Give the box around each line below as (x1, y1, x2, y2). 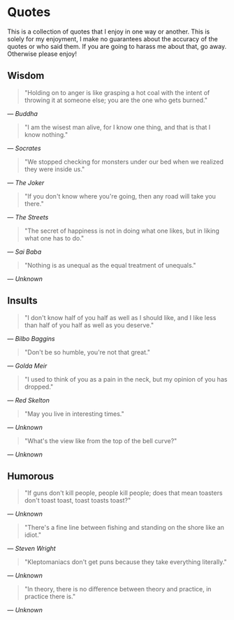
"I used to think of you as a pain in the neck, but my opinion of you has (24, 375, 228, 383)
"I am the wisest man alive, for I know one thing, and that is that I (24, 123, 211, 131)
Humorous (7, 470, 54, 482)
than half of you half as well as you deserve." (24, 321, 154, 329)
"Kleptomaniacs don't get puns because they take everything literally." (24, 558, 227, 566)
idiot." (24, 531, 42, 539)
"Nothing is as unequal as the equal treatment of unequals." (24, 261, 197, 269)
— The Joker (7, 178, 45, 187)
